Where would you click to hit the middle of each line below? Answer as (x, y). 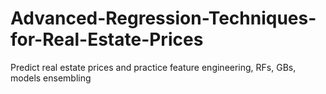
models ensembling (51, 78)
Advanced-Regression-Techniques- (163, 18)
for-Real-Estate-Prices (107, 39)
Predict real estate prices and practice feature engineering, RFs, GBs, (153, 67)
